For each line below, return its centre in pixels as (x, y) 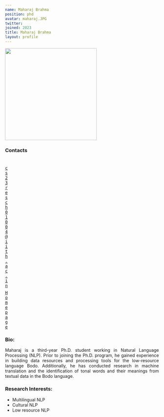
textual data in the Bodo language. (40, 376)
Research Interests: (29, 389)
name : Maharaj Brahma (27, 10)
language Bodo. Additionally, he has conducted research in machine (82, 366)
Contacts (16, 150)
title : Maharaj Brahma (28, 32)
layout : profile (21, 37)
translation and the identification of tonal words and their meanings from (82, 371)
